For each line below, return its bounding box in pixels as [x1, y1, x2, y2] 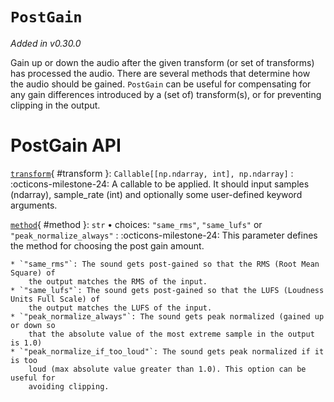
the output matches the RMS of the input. [28, 276, 208, 287]
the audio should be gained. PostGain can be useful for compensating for [10, 78, 312, 90]
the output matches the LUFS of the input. [28, 303, 213, 313]
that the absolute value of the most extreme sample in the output [28, 329, 315, 339]
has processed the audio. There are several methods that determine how [10, 67, 311, 79]
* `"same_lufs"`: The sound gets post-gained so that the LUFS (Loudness [10, 285, 325, 295]
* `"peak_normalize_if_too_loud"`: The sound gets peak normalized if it [10, 346, 325, 357]
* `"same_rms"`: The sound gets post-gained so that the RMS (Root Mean [10, 259, 320, 269]
